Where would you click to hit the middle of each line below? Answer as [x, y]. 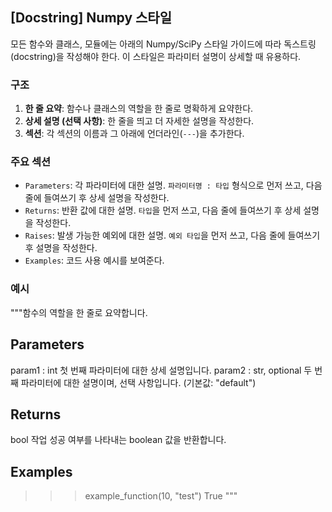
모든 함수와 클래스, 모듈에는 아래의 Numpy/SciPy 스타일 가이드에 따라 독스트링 [163, 44]
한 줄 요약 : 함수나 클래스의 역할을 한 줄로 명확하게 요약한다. [139, 109]
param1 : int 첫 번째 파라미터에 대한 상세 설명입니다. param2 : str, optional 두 [161, 370]
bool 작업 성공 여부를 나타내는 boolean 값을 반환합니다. [118, 440]
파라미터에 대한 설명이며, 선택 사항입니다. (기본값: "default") [138, 382]
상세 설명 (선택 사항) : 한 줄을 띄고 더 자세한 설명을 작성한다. [139, 121]
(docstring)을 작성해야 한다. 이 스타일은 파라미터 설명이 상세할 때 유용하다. [156, 56]
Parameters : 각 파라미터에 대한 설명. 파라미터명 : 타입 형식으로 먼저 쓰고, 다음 [173, 185]
